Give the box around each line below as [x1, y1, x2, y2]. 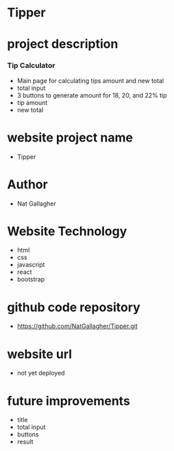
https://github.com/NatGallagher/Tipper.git [16, 322, 138, 331]
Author [7, 177, 48, 192]
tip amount [16, 98, 48, 107]
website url [7, 346, 73, 362]
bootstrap [16, 275, 45, 283]
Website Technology [7, 223, 127, 239]
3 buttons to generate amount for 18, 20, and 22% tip [16, 91, 167, 99]
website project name [7, 129, 134, 145]
